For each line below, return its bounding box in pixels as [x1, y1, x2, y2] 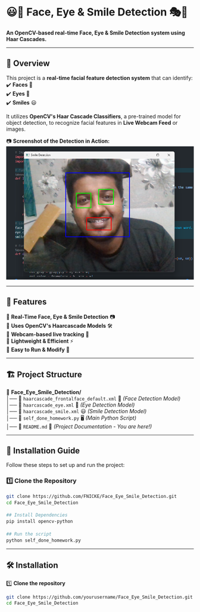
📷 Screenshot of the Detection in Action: [6, 137, 110, 144]
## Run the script [6, 531, 52, 537]
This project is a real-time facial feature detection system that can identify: [6, 74, 193, 81]
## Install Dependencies [6, 512, 68, 518]
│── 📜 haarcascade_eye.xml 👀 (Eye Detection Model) [6, 401, 135, 408]
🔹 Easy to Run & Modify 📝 [6, 346, 70, 353]
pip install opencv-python [6, 518, 73, 525]
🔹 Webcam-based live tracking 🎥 [6, 330, 89, 338]
